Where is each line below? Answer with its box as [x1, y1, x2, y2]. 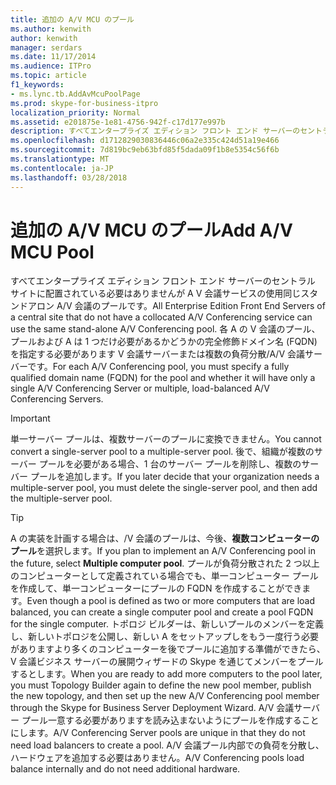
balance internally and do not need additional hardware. [10, 763, 241, 775]
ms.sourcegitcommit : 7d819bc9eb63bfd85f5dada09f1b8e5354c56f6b [10, 145, 280, 155]
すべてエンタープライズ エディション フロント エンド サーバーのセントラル [10, 275, 316, 287]
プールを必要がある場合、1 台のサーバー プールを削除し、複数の [38, 458, 302, 470]
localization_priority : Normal [10, 107, 141, 118]
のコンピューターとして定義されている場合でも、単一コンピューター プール [10, 570, 319, 582]
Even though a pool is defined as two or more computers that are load [26, 595, 315, 607]
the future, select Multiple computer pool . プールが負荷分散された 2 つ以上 [10, 557, 320, 570]
